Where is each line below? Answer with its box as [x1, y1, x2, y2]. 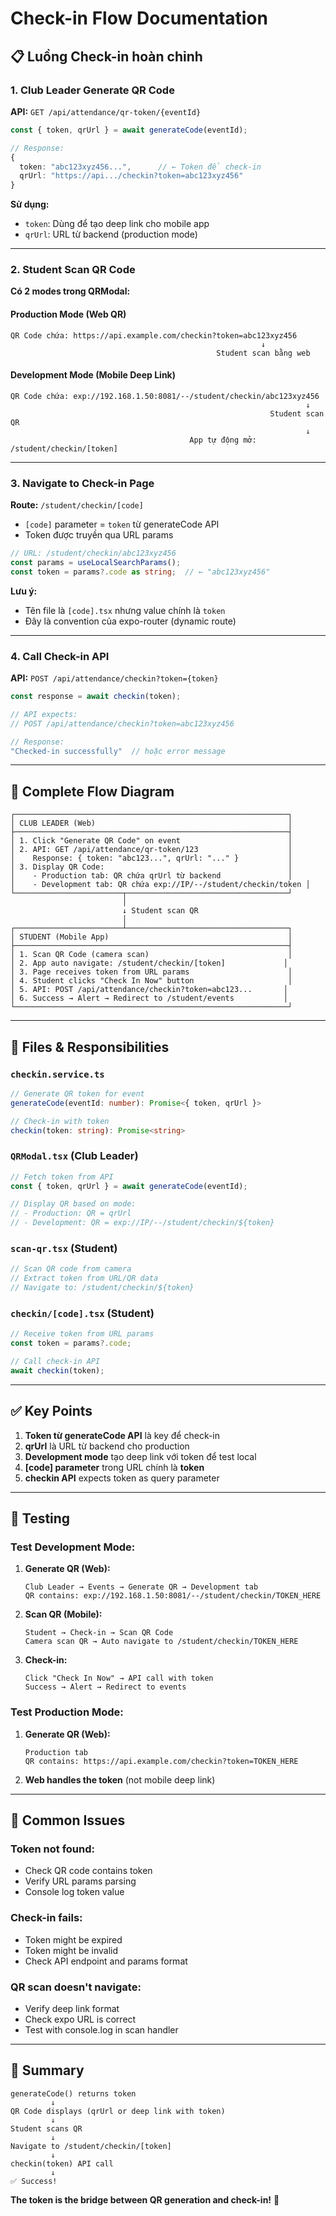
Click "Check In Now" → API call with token [24, 1673, 214, 1684]
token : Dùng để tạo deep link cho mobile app [24, 218, 210, 230]
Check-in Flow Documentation [10, 7, 268, 30]
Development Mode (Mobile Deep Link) [10, 369, 176, 381]
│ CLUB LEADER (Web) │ [10, 818, 293, 829]
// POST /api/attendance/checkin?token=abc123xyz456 [10, 718, 235, 729]
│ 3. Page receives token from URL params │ [10, 967, 293, 977]
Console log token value [24, 1886, 125, 1898]
